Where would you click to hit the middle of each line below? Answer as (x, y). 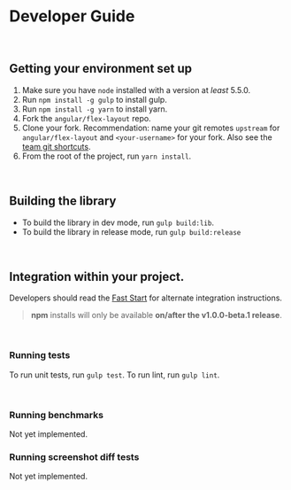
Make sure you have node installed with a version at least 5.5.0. (136, 89)
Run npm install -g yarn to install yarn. (95, 109)
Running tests (40, 355)
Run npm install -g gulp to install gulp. (95, 99)
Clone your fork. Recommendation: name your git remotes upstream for (151, 128)
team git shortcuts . (56, 146)
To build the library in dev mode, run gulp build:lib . (118, 222)
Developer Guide (72, 16)
